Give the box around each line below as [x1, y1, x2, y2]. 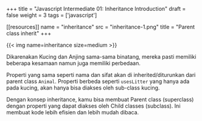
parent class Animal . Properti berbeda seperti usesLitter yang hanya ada [6, 78, 190, 85]
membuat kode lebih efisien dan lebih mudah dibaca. [6, 109, 139, 116]
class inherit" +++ [6, 30, 52, 37]
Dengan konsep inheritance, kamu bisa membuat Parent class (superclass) [6, 96, 194, 103]
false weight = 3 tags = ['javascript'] [6, 11, 97, 19]
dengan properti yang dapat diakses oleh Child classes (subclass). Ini [6, 102, 181, 110]
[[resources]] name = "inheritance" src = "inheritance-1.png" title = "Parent [6, 24, 195, 30]
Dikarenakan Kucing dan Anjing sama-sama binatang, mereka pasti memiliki [6, 53, 197, 60]
